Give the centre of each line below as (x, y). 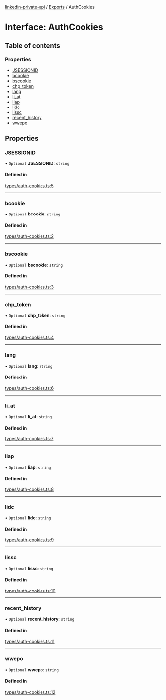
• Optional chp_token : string (35, 315)
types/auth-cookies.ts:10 (30, 591)
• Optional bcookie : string (33, 214)
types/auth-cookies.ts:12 (30, 692)
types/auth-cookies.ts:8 (30, 489)
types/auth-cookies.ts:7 (29, 439)
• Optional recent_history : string (40, 619)
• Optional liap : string (28, 467)
